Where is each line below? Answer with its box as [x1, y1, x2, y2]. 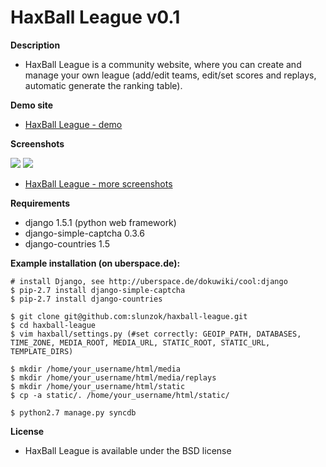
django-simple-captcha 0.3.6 [24, 227, 145, 239]
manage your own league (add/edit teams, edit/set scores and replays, [24, 69, 317, 81]
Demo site [10, 99, 54, 111]
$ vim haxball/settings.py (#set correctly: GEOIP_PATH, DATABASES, [10, 329, 302, 339]
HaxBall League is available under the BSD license [24, 444, 232, 456]
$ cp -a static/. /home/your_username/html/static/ [10, 390, 230, 400]
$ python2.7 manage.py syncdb [10, 407, 137, 418]
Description [10, 39, 61, 51]
